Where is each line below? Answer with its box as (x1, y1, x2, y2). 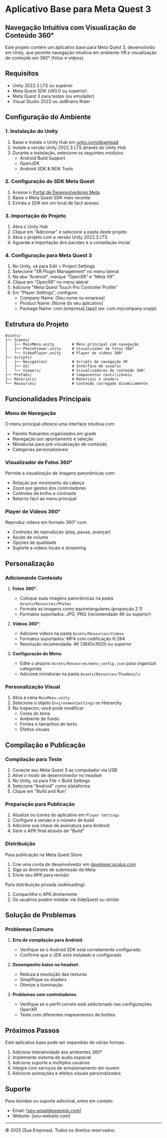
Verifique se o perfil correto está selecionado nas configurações (19, 1001, 152, 1007)
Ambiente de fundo (19, 716, 60, 722)
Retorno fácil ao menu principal (12, 496, 77, 502)
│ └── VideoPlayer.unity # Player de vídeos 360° (5, 351, 123, 356)
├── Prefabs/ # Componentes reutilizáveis (5, 373, 133, 378)
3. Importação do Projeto (5, 212, 66, 219)
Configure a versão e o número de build (12, 817, 94, 823)
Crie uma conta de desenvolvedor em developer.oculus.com (12, 861, 136, 867)
